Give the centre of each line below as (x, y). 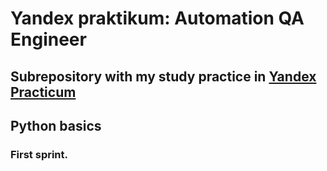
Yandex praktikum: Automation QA (157, 18)
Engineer (48, 39)
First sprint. (39, 154)
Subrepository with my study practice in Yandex (163, 76)
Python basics (56, 125)
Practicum (43, 92)
